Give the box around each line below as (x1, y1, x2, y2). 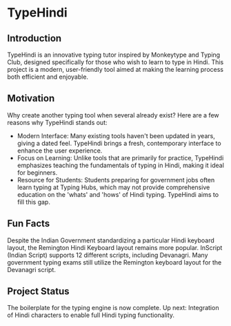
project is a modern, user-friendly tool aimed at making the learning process (7, 66, 224, 73)
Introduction (7, 32, 62, 44)
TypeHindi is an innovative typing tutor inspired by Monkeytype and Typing (7, 50, 221, 59)
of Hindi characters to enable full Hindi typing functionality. (7, 311, 174, 319)
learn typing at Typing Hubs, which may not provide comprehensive (17, 183, 210, 191)
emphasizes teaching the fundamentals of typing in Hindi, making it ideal (17, 161, 224, 169)
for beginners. (17, 168, 58, 177)
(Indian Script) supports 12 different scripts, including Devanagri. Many (7, 251, 208, 259)
